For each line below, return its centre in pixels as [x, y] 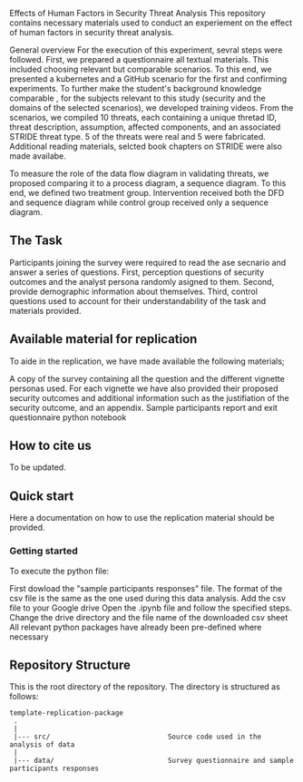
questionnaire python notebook [68, 417]
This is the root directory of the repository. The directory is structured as [145, 687]
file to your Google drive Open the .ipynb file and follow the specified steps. [151, 608]
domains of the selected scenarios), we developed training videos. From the [151, 108]
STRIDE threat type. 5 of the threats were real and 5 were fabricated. [137, 137]
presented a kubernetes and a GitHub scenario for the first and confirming [148, 79]
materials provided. [45, 310]
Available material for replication [103, 339]
